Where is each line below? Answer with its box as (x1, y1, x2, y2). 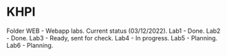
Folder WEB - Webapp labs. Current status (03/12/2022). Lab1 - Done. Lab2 (6, 27, 221, 35)
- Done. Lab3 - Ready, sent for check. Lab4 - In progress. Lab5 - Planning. (6, 33, 218, 42)
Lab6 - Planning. (6, 41, 54, 49)
